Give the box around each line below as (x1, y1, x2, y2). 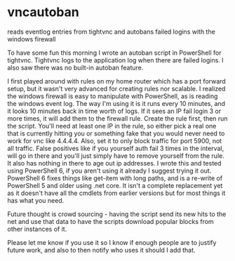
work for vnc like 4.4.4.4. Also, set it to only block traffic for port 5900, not (7, 136, 222, 145)
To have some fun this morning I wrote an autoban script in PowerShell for (7, 48, 222, 57)
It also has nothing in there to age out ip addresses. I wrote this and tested (7, 159, 222, 167)
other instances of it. (7, 225, 67, 233)
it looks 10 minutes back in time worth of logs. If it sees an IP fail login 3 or (7, 107, 222, 115)
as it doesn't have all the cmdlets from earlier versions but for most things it (7, 189, 226, 197)
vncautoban (7, 4, 79, 20)
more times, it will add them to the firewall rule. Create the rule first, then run (7, 114, 228, 123)
